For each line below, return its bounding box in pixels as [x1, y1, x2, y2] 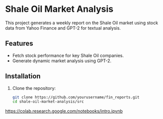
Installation [5, 72, 41, 80]
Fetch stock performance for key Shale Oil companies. [12, 52, 124, 58]
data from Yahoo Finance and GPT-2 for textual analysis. [5, 25, 121, 31]
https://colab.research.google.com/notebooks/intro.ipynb [5, 108, 123, 114]
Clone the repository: [12, 85, 56, 91]
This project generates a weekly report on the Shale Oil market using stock [5, 20, 158, 26]
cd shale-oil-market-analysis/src [12, 99, 84, 104]
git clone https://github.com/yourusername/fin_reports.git [12, 95, 140, 100]
